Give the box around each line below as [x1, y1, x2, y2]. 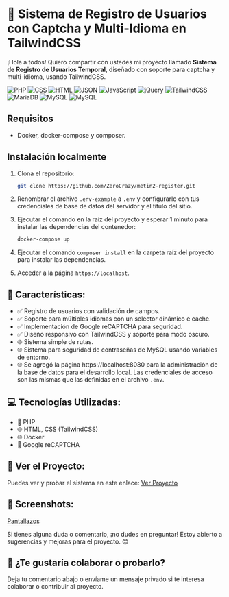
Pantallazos [7, 517, 40, 525]
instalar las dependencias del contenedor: [16, 223, 136, 231]
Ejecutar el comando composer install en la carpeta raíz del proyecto [16, 248, 215, 256]
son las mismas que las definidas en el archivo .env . [16, 376, 165, 384]
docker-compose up [16, 236, 70, 243]
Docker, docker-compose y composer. [16, 131, 126, 139]
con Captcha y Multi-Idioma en [7, 21, 186, 36]
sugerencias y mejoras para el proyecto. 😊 [7, 537, 129, 546]
